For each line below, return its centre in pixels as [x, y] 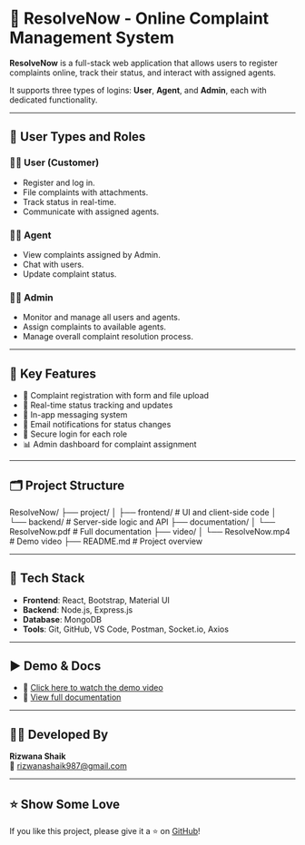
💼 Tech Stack [47, 579]
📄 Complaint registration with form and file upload [116, 396]
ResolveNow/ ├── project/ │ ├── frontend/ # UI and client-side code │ [143, 512]
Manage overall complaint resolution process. [108, 337]
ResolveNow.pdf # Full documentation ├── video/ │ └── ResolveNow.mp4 [150, 531]
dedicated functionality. [54, 100]
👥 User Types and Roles [78, 137]
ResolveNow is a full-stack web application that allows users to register [144, 63]
